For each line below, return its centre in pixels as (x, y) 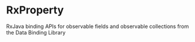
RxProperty (35, 10)
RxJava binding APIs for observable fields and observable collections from (97, 26)
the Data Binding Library (36, 32)
